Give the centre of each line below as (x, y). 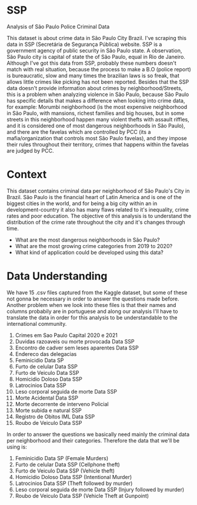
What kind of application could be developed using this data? (89, 252)
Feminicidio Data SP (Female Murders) (62, 458)
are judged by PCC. (31, 150)
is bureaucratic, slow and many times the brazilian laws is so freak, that (93, 75)
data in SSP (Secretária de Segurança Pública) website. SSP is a (84, 44)
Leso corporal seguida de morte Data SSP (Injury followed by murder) (100, 489)
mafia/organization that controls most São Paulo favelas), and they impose (97, 138)
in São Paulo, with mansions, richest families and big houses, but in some (96, 113)
